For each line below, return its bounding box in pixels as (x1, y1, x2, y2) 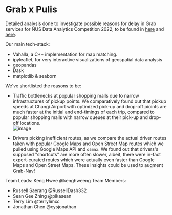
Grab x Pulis (5, 4, 57, 15)
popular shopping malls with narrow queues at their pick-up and (12, 114, 148, 121)
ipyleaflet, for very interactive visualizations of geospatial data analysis (12, 56, 163, 62)
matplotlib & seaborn (12, 73, 57, 79)
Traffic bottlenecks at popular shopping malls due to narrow (12, 92, 139, 99)
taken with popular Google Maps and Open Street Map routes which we (12, 140, 164, 147)
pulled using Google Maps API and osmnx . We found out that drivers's (12, 146, 159, 152)
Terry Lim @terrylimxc (12, 198, 60, 204)
